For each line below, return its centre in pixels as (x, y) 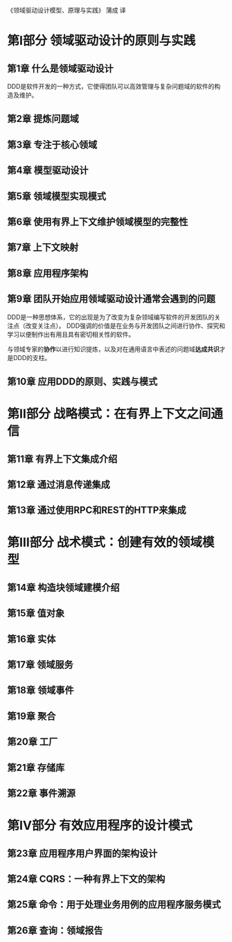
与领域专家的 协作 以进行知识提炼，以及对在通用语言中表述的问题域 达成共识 (113, 349)
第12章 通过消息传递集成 (59, 485)
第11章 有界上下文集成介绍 (62, 459)
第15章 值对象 (36, 613)
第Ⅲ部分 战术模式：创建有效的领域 (105, 543)
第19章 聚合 (32, 716)
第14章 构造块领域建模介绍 (63, 587)
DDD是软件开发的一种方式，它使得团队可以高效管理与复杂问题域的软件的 (111, 86)
